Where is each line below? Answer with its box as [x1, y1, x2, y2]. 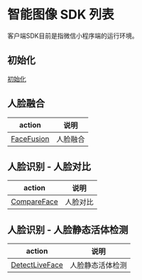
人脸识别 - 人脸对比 [7, 160, 91, 172]
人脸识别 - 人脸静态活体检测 [7, 224, 129, 236]
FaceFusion [11, 133, 50, 143]
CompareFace [11, 197, 58, 207]
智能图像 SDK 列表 [7, 6, 114, 23]
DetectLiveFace [11, 260, 64, 270]
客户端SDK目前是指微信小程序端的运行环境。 [7, 31, 138, 40]
